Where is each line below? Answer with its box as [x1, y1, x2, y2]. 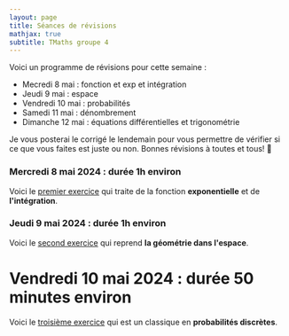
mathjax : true [9, 29, 62, 38]
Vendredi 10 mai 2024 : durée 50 [9, 269, 254, 289]
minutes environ [9, 287, 132, 308]
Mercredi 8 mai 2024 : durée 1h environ [9, 166, 182, 178]
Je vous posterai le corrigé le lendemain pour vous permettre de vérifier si [9, 134, 281, 145]
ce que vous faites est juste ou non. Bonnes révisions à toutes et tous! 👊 [9, 144, 272, 154]
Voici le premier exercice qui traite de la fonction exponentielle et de [9, 185, 260, 196]
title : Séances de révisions [9, 21, 117, 30]
